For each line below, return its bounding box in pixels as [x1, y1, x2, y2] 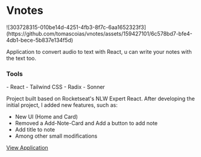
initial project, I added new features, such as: [6, 101, 118, 109]
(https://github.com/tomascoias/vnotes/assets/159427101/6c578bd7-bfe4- [6, 30, 193, 37]
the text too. [6, 54, 36, 62]
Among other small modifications [14, 132, 98, 139]
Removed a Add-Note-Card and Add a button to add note [14, 120, 158, 127]
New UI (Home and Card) [14, 113, 78, 121]
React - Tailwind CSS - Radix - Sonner [10, 83, 106, 91]
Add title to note [14, 126, 56, 133]
